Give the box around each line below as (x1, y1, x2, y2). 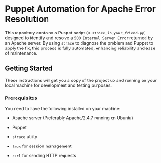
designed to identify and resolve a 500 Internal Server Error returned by (5, 35, 153, 41)
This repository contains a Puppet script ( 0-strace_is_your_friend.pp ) (5, 30, 146, 35)
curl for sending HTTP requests (12, 153, 77, 159)
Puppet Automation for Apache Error (5, 3, 156, 15)
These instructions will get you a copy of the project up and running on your (5, 77, 157, 83)
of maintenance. (5, 50, 38, 56)
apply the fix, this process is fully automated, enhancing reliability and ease (5, 45, 156, 51)
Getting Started (5, 65, 53, 73)
